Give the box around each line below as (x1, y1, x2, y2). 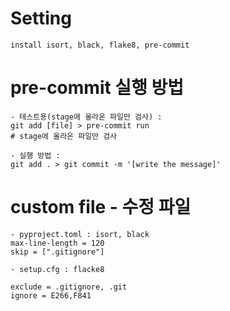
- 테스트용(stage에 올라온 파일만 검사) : (10, 112, 163, 122)
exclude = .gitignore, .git (10, 282, 128, 292)
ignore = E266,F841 (10, 290, 92, 301)
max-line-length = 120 (10, 238, 105, 248)
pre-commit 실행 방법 (10, 77, 185, 99)
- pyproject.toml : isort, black (10, 229, 150, 239)
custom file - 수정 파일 (10, 196, 192, 219)
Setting (10, 7, 72, 30)
